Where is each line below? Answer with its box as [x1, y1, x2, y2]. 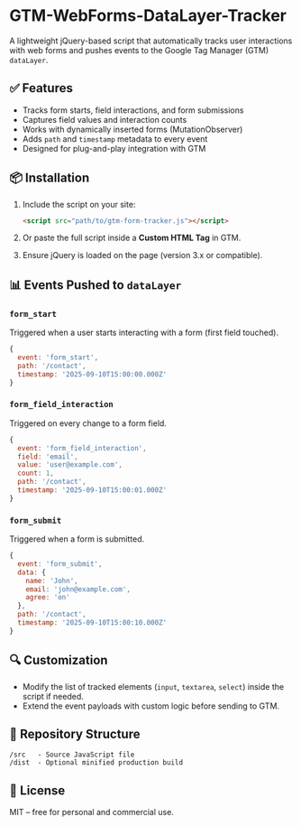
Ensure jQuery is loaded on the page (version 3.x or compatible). [22, 250, 263, 261]
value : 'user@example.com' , [17, 460, 123, 469]
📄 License [9, 783, 66, 798]
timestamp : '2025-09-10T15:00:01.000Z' [17, 486, 168, 495]
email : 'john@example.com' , [25, 584, 131, 594]
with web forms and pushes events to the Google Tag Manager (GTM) [9, 44, 269, 55]
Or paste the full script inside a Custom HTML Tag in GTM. [22, 232, 242, 244]
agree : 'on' [25, 593, 70, 602]
